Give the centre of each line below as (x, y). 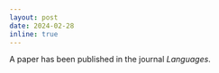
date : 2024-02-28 (42, 26)
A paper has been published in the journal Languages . (110, 60)
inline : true (34, 34)
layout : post (34, 17)
